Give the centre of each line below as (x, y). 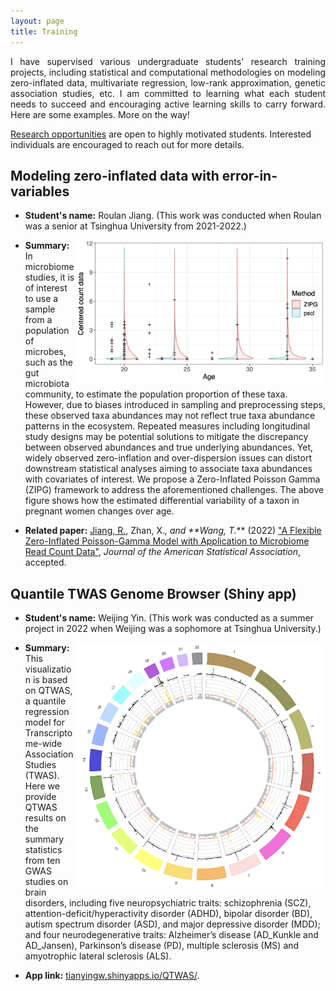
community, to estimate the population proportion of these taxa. (156, 394)
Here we (42, 786)
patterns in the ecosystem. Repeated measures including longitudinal (167, 426)
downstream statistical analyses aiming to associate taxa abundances (168, 469)
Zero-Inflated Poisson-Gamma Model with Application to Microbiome (167, 541)
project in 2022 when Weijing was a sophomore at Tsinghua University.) (173, 629)
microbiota (47, 384)
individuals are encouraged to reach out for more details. (127, 144)
